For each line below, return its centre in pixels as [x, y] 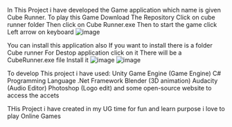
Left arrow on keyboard [41, 32]
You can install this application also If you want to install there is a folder [110, 45]
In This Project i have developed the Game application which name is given [114, 10]
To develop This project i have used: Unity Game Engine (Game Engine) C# [114, 73]
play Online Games [34, 116]
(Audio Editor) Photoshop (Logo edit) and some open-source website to [109, 88]
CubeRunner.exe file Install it [48, 60]
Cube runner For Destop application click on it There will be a [95, 52]
